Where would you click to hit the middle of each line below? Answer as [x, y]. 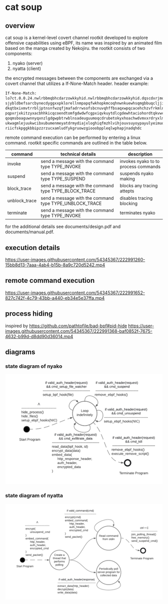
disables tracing [136, 198]
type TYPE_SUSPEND [63, 179]
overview [20, 26]
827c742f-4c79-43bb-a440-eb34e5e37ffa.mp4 [55, 298]
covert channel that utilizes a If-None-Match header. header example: [77, 83]
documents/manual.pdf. [30, 232]
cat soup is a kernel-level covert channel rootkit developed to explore [77, 37]
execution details [32, 248]
